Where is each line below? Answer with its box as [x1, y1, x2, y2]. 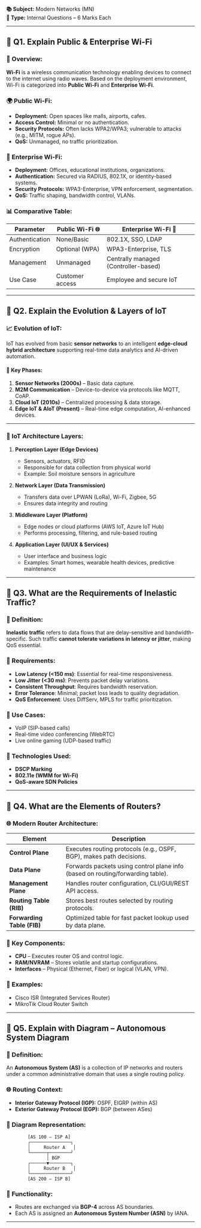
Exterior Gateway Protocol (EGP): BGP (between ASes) [14, 1105, 153, 1112]
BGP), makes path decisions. [65, 853, 147, 861]
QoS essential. [6, 642, 42, 649]
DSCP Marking [14, 766, 53, 773]
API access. [65, 887, 99, 895]
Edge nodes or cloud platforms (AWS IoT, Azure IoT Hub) [23, 523, 165, 530]
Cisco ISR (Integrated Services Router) [14, 994, 111, 1001]
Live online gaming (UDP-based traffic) [14, 737, 112, 744]
